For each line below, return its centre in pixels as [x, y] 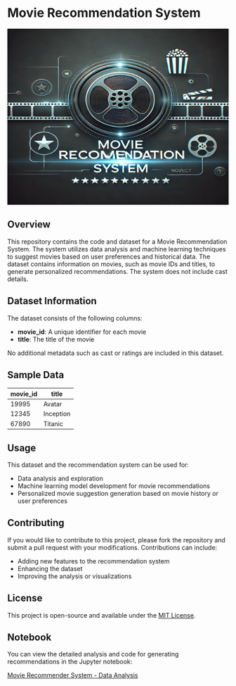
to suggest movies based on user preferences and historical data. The [109, 256]
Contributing [36, 523]
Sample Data [36, 375]
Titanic [53, 423]
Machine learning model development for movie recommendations [114, 486]
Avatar [53, 404]
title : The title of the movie [56, 339]
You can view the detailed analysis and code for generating [93, 654]
